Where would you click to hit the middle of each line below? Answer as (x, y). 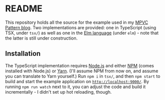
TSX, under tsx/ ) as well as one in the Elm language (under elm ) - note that (82, 33)
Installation (23, 54)
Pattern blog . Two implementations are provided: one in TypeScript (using (81, 27)
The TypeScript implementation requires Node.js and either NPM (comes (80, 65)
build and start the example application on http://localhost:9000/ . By (77, 81)
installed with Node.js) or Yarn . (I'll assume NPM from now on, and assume (82, 71)
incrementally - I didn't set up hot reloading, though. (58, 92)
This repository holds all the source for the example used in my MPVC (77, 22)
